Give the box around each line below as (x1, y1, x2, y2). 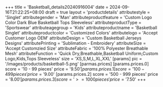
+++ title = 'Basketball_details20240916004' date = (5, 4, 109, 10)
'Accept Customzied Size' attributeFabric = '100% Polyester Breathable (5, 46, 148, 51)
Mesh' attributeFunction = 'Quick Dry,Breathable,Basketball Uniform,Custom (5, 51, 159, 56)
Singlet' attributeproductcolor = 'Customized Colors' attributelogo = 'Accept (5, 30, 158, 35)
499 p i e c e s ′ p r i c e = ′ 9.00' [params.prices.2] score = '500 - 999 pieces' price (5, 71, 159, 77)
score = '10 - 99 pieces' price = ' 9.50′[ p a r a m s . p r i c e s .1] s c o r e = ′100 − (5, 66, 145, 72)
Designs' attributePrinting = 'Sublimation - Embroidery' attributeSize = (5, 40, 146, 46)
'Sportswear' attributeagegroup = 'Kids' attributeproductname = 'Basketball (5, 25, 158, 31)
